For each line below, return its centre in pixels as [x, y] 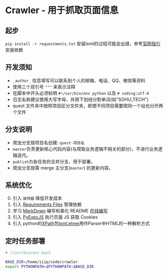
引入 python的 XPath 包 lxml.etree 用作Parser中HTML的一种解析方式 [81, 224]
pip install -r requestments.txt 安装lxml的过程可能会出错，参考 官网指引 [83, 44]
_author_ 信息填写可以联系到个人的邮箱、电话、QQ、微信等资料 [79, 80]
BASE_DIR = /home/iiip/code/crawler [42, 262]
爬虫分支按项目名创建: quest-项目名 [49, 142]
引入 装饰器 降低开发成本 [37, 198]
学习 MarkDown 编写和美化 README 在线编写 [60, 211]
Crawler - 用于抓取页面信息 [62, 10]
